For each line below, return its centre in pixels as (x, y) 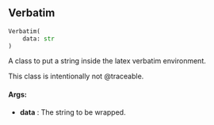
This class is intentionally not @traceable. (76, 76)
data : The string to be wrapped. (73, 112)
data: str (39, 39)
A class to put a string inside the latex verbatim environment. (107, 61)
